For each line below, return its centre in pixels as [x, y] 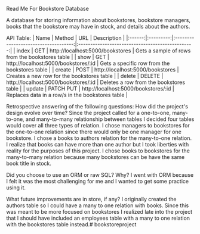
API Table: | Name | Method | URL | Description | [66, 38]
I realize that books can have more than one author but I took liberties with [98, 144]
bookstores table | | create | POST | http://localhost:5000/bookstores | [93, 70]
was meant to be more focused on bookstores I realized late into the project [99, 212]
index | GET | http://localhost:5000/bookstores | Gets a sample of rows [104, 51]
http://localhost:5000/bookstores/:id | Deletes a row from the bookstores [96, 82]
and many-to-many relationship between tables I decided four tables [110, 119]
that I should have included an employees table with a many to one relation [98, 218]
